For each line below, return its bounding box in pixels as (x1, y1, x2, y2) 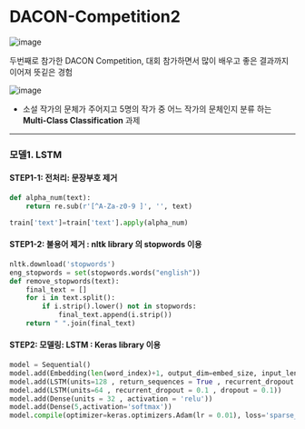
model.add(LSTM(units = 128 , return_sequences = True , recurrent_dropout (9, 377, 295, 386)
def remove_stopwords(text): (9, 276, 120, 285)
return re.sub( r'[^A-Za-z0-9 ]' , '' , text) (25, 202, 193, 211)
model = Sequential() (9, 361, 92, 370)
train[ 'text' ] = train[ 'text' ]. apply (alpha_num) (9, 218, 189, 227)
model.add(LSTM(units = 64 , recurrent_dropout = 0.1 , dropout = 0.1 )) (9, 385, 282, 394)
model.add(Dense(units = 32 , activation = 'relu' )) (9, 394, 213, 404)
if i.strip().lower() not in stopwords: (42, 302, 197, 311)
